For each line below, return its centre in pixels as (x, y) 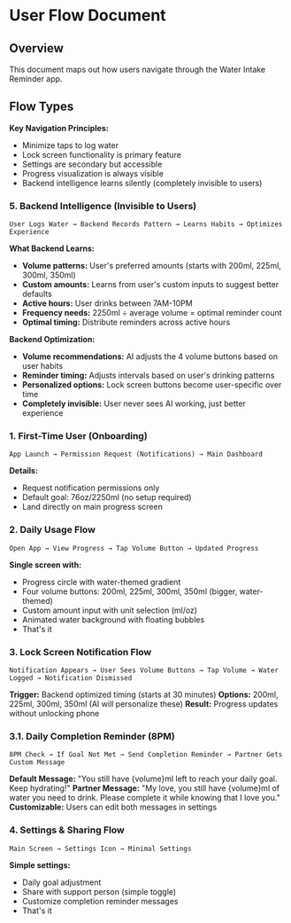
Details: (23, 471)
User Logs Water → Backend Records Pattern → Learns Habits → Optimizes (146, 224)
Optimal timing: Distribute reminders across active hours (126, 322)
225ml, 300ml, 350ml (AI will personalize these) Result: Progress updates (144, 704)
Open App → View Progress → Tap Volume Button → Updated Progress (134, 548)
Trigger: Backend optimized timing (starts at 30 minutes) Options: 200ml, (144, 694)
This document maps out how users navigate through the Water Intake (138, 69)
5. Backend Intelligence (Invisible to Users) (103, 206)
